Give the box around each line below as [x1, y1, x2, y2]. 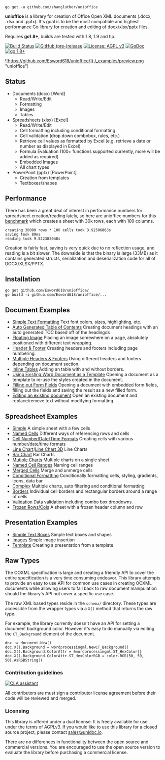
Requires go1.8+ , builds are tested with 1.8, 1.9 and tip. [5, 34, 116, 39]
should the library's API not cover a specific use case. [5, 590, 115, 596]
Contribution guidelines [5, 669, 63, 676]
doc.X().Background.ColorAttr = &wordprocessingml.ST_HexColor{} [5, 649, 142, 654]
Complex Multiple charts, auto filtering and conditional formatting [12, 483, 145, 489]
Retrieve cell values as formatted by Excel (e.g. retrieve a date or [19, 138, 151, 143]
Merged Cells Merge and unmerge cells [12, 468, 93, 474]
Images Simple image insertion [12, 537, 75, 543]
